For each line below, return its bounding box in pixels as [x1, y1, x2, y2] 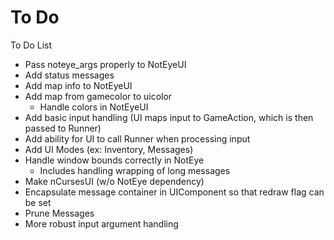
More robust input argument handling [24, 217, 179, 230]
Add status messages [24, 69, 115, 81]
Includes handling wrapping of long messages [39, 164, 231, 176]
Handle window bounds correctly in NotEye [24, 154, 205, 166]
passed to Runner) [24, 122, 102, 134]
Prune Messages [24, 207, 95, 219]
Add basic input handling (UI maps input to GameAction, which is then [24, 111, 314, 123]
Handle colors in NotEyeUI [39, 101, 149, 113]
